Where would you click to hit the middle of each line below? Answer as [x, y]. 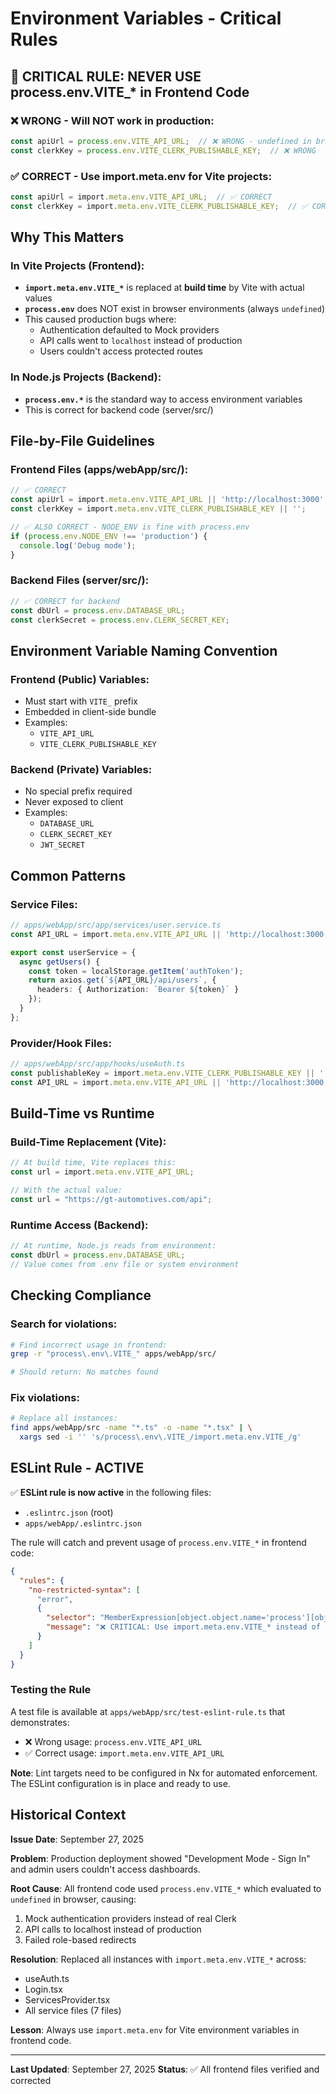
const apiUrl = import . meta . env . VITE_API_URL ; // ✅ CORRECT [141, 197]
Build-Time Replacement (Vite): [88, 1142]
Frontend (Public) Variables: [80, 679]
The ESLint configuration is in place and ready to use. [120, 1783]
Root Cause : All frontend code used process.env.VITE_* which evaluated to [166, 1888]
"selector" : [71, 1618]
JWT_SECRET [62, 845]
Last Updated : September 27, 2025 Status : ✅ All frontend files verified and [165, 2069]
